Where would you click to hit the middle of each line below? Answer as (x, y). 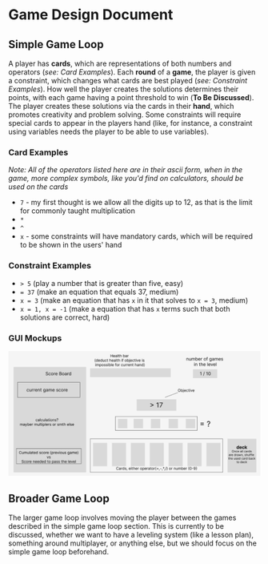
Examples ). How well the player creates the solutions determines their (124, 89)
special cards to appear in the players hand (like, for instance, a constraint (130, 123)
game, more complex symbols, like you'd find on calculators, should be (126, 179)
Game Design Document (91, 15)
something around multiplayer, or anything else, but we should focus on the (133, 543)
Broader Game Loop (59, 498)
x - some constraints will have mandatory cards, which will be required (136, 236)
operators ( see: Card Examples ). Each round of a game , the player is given (132, 72)
